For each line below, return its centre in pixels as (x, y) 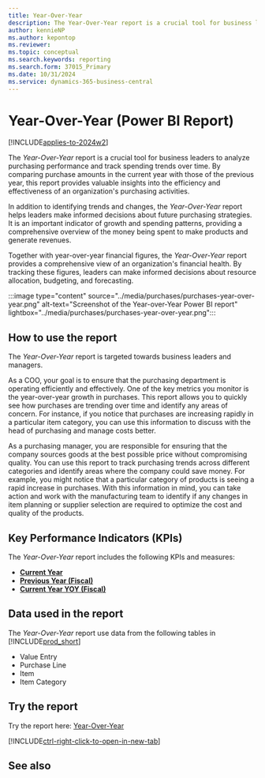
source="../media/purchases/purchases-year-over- (171, 296)
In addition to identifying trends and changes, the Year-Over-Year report (125, 207)
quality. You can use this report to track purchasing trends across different (129, 463)
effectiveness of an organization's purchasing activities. (99, 191)
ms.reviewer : (30, 45)
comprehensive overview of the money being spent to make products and (128, 232)
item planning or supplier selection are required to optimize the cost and (125, 505)
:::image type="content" (47, 296)
